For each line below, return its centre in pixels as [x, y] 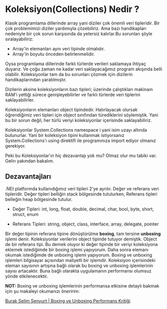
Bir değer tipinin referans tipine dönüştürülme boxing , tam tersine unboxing [83, 233]
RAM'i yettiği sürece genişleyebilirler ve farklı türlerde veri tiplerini [73, 94]
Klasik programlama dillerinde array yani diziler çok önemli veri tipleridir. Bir [83, 23]
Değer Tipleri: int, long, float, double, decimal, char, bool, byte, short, [83, 209]
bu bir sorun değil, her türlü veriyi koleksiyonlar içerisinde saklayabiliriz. [79, 120]
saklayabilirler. [20, 100]
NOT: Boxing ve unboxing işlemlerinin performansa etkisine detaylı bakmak [82, 285]
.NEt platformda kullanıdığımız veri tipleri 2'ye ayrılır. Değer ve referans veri [82, 188]
